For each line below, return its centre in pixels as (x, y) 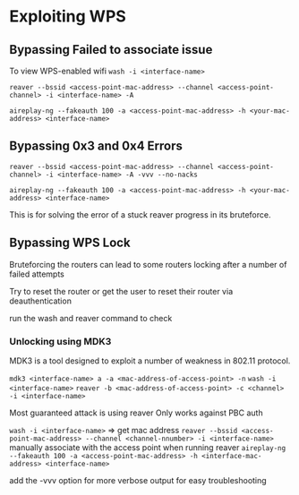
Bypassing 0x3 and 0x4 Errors (96, 146)
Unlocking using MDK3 (60, 341)
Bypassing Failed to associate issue (111, 50)
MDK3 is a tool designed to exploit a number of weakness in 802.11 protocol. (150, 361)
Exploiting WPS (68, 17)
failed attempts (37, 274)
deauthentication (40, 301)
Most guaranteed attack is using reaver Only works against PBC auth (136, 413)
